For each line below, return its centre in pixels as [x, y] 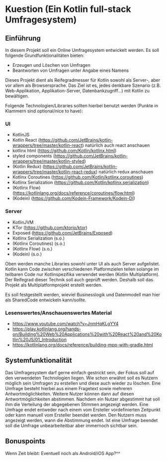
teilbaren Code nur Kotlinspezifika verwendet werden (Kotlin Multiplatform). [83, 274]
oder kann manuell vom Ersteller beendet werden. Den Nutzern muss [76, 415]
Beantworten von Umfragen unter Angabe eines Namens [71, 70]
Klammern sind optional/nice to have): [44, 111]
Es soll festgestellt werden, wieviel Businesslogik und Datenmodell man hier [83, 294]
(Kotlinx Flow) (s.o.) [32, 248]
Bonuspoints [25, 441]
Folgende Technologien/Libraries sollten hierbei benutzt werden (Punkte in [82, 106]
